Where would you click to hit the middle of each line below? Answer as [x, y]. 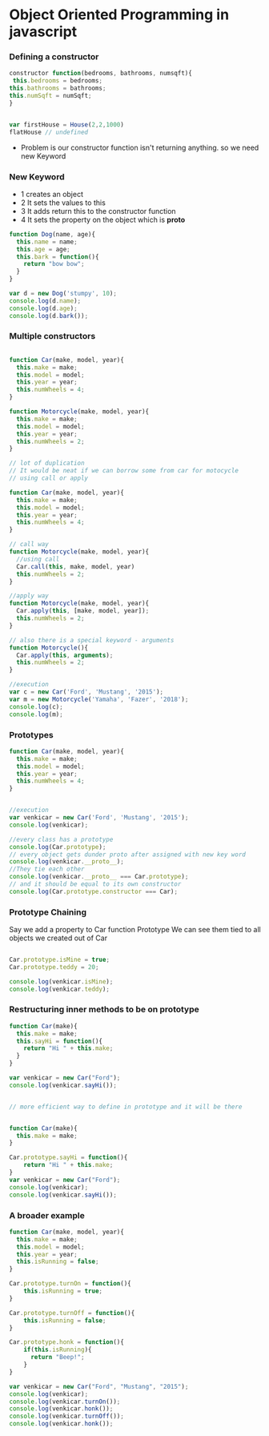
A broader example [47, 1215]
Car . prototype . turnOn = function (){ [70, 1284]
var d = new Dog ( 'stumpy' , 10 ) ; [63, 294]
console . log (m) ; [36, 714]
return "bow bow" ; [54, 264]
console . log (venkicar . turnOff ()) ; [67, 1416]
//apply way [29, 596]
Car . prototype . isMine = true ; [60, 960]
